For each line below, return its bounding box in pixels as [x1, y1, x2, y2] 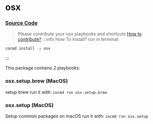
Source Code [5, 20, 38, 27]
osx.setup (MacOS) [5, 101, 54, 108]
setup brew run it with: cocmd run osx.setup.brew [5, 89, 107, 95]
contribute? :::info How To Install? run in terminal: [17, 36, 119, 42]
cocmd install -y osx [5, 46, 51, 51]
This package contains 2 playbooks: [5, 65, 81, 71]
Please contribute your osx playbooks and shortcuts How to [17, 31, 142, 37]
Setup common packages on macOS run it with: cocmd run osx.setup [5, 113, 148, 119]
